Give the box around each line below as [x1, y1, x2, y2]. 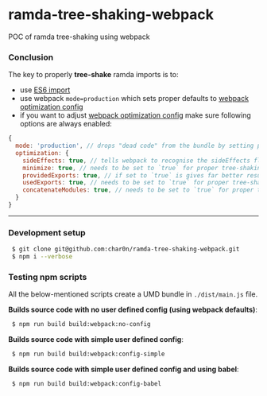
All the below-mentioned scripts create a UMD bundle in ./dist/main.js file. [8, 289, 258, 299]
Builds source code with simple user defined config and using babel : [8, 364, 240, 375]
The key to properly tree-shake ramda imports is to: [8, 70, 179, 80]
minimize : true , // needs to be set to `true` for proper [22, 164, 219, 172]
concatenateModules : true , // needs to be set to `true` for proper [22, 186, 254, 194]
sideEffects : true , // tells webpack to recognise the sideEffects [22, 157, 250, 165]
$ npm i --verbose [11, 253, 73, 261]
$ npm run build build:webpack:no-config [11, 320, 151, 328]
